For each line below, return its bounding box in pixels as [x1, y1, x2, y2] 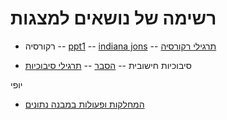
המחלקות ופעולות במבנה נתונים [24, 98, 145, 110]
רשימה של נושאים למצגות [10, 7, 217, 30]
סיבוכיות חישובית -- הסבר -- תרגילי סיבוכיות [24, 59, 192, 71]
